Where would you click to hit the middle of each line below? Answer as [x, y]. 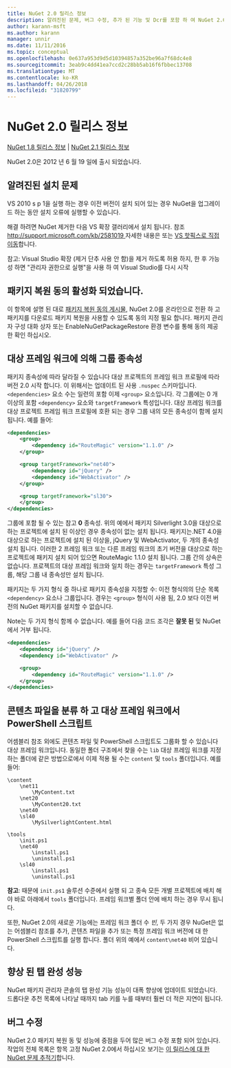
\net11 [29, 787]
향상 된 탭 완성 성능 [45, 972]
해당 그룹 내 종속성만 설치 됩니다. [60, 575]
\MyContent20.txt [56, 805]
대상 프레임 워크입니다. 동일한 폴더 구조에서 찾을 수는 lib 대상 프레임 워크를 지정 [114, 750]
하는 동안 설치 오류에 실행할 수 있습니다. [67, 212]
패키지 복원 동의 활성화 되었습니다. [75, 291]
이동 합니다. [22, 244]
